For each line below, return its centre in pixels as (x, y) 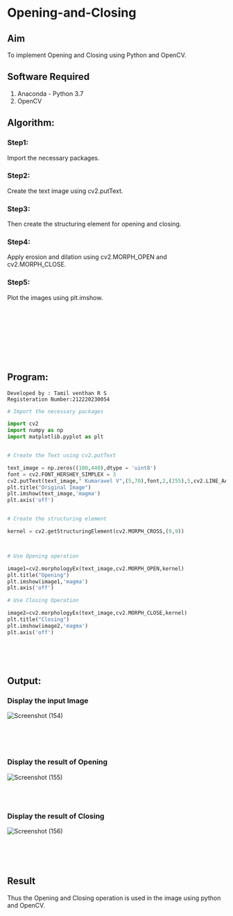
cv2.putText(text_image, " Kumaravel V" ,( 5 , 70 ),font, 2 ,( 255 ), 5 (99, 481)
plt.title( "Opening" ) (38, 575)
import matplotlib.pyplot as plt (55, 437)
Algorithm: (31, 123)
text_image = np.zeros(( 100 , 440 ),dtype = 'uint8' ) (82, 468)
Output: (24, 681)
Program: (28, 377)
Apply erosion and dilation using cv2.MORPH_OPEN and (87, 257)
